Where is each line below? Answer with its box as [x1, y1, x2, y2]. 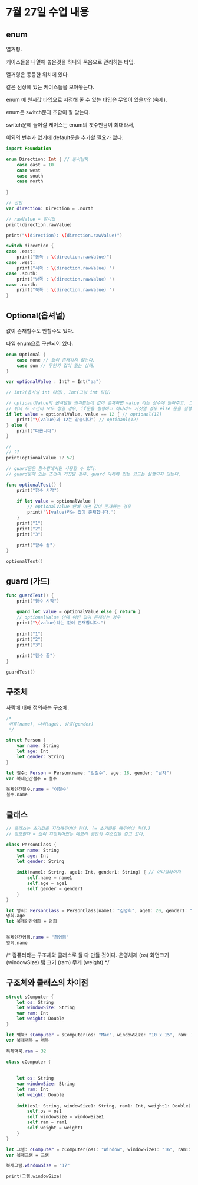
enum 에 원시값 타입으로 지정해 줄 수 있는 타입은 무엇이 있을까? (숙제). [6, 96, 167, 103]
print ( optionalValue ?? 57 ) [6, 455, 75, 461]
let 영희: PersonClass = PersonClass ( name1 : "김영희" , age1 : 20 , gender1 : [6, 907, 187, 913]
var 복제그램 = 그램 [6, 1152, 49, 1158]
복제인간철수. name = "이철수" [6, 786, 70, 792]
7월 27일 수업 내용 [6, 5, 90, 19]
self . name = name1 [27, 875, 72, 881]
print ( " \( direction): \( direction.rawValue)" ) [6, 232, 123, 239]
